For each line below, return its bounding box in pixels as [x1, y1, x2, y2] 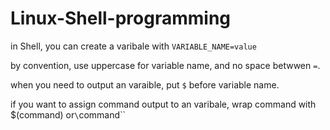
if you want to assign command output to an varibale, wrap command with [10, 98, 317, 110]
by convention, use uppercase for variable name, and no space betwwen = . [10, 59, 321, 71]
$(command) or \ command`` [10, 108, 127, 121]
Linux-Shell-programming [10, 7, 232, 30]
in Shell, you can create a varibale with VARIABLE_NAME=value [10, 40, 257, 52]
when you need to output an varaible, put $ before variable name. [10, 78, 280, 91]
